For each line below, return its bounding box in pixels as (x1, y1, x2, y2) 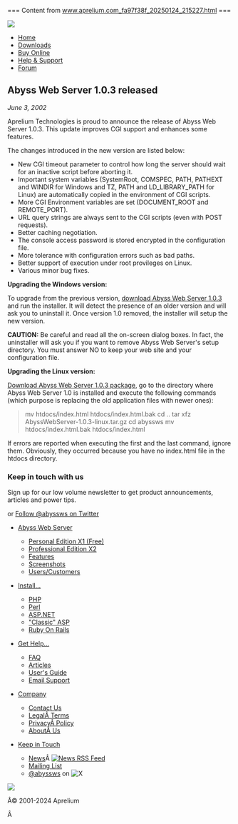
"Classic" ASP (28, 618, 70, 627)
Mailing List (28, 762, 63, 770)
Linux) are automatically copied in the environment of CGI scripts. (17, 190, 211, 199)
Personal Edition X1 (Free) (28, 537, 105, 546)
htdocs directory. (7, 453, 58, 463)
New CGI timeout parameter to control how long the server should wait (17, 160, 226, 169)
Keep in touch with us (7, 471, 84, 481)
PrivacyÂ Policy (28, 719, 74, 728)
